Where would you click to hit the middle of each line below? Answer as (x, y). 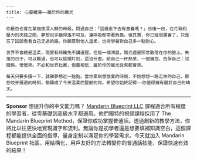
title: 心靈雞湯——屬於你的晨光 (40, 12)
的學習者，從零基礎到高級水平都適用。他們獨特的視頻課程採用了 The (89, 113)
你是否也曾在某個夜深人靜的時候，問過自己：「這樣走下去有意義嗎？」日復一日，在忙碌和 (97, 29)
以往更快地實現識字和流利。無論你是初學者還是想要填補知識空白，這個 (101, 128)
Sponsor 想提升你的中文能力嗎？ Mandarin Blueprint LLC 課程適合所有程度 (96, 106)
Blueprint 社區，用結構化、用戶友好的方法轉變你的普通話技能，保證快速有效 (97, 143)
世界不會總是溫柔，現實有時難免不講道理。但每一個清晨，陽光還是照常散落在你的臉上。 (96, 53)
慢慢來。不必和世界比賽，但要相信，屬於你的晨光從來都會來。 (82, 65)
